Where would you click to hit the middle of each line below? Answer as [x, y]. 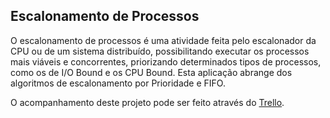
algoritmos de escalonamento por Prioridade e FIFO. [118, 83]
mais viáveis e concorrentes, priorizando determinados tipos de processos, [166, 61]
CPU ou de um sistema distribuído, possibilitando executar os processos [160, 51]
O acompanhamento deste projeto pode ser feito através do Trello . [147, 102]
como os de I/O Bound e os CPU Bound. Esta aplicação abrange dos [151, 72]
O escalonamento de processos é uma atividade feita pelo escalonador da [163, 40]
